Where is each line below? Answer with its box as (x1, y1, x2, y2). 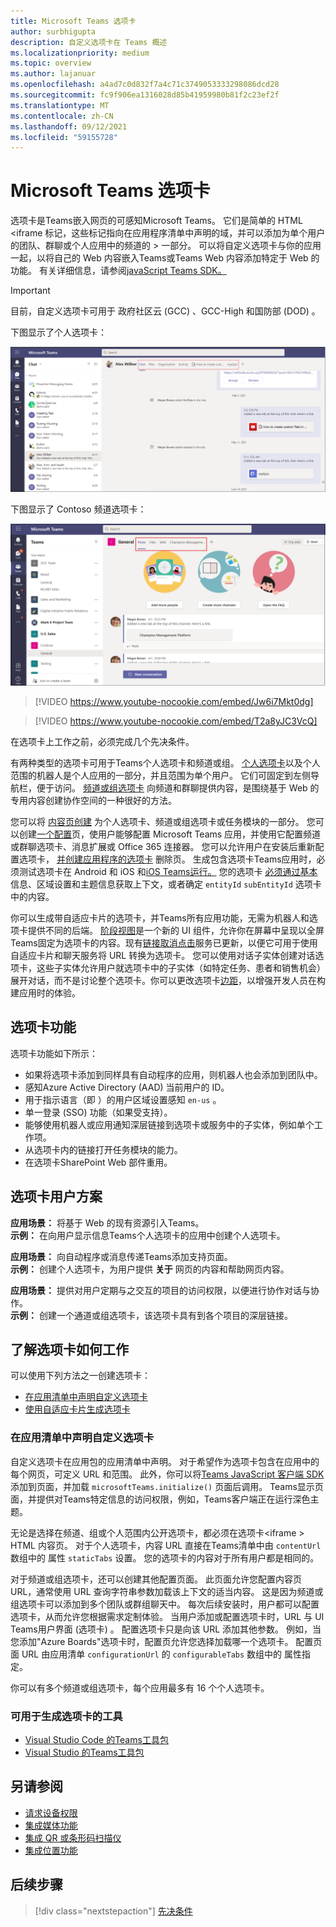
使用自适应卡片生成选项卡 (24, 1403, 131, 1415)
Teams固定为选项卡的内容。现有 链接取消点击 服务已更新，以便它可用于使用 (10, 936, 318, 949)
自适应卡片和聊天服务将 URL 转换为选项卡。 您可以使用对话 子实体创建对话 (10, 949, 316, 961)
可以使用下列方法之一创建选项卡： (10, 1370, 151, 1382)
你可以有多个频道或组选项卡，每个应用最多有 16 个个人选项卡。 (10, 1681, 270, 1694)
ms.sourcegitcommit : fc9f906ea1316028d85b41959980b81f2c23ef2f (10, 90, 280, 100)
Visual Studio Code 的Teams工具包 (24, 1733, 169, 1745)
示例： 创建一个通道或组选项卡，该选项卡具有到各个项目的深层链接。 (10, 1309, 293, 1321)
